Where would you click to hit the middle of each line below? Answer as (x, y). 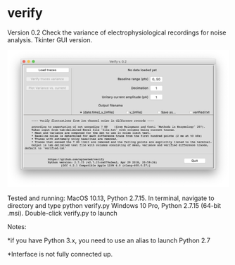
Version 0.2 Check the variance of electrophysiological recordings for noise (117, 32)
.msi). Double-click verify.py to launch (62, 214)
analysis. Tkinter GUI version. (50, 39)
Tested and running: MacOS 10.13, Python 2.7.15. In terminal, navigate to (111, 198)
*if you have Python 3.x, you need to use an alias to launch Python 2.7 (109, 240)
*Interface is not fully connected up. (60, 254)
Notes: (17, 227)
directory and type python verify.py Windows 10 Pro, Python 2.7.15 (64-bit (114, 206)
